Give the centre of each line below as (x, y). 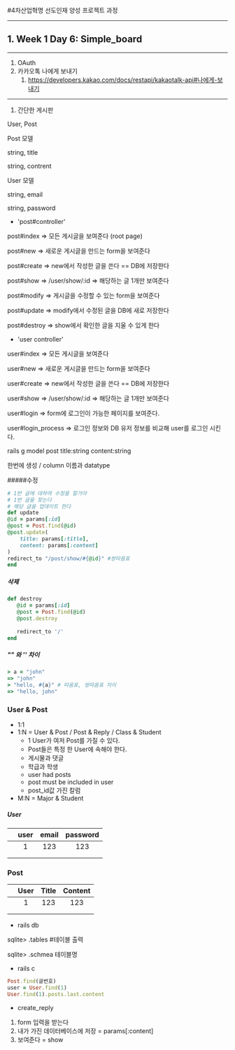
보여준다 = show (40, 1040)
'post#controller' (41, 221)
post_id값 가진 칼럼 (54, 790)
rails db (28, 925)
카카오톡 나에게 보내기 (48, 71)
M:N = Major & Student (50, 798)
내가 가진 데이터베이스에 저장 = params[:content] (85, 1031)
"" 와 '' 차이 (23, 654)
